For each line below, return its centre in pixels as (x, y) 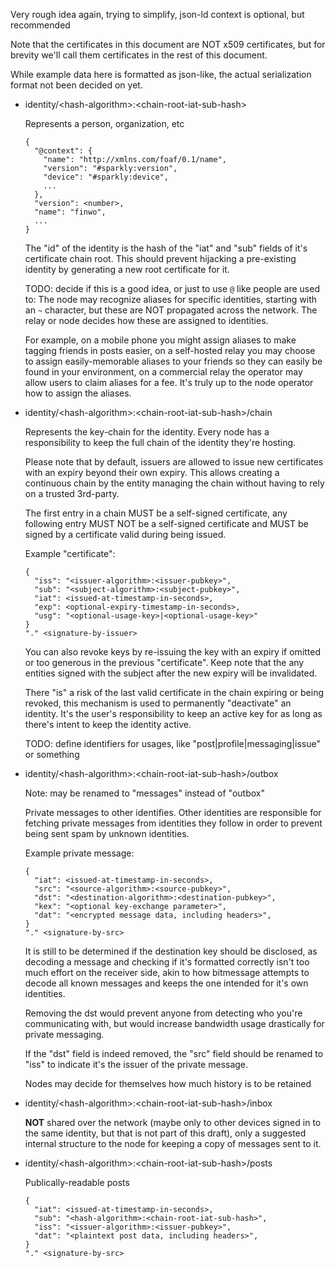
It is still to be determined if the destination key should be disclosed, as (171, 951)
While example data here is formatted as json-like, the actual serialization (161, 74)
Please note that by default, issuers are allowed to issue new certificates (174, 462)
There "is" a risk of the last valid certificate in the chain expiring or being (174, 692)
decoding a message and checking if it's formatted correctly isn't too (167, 962)
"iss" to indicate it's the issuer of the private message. (136, 1064)
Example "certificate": (70, 553)
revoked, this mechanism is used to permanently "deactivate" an (158, 703)
